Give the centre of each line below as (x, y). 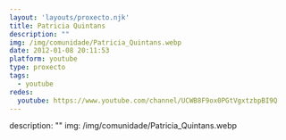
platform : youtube (43, 59)
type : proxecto (38, 68)
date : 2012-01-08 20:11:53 (59, 51)
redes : (21, 92)
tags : (19, 76)
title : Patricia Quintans (57, 26)
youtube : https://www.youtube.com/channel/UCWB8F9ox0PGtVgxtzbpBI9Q (147, 100)
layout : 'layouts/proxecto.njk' (69, 17)
